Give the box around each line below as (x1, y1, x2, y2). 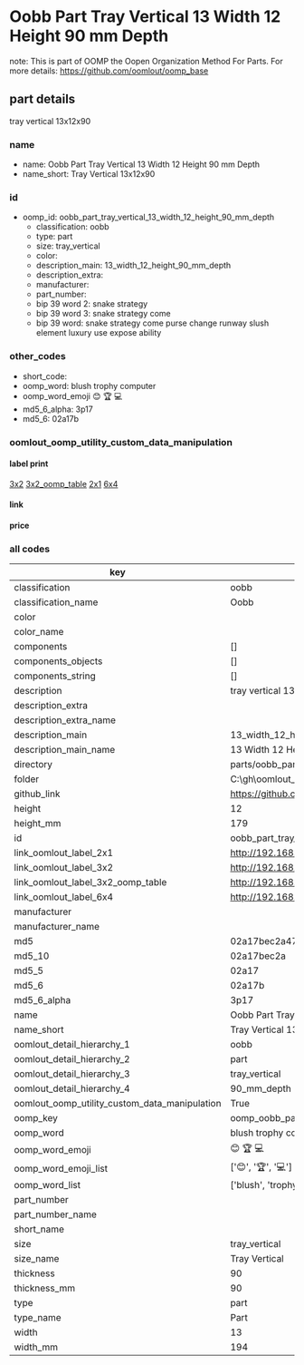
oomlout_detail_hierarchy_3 (14, 1068, 130, 1080)
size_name (14, 1253, 60, 1265)
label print (9, 458, 49, 469)
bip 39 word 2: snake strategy (35, 298, 148, 309)
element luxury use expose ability (35, 327, 162, 338)
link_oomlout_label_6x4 (14, 891, 114, 903)
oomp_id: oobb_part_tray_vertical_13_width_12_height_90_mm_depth (22, 211, 275, 223)
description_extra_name (14, 714, 116, 726)
